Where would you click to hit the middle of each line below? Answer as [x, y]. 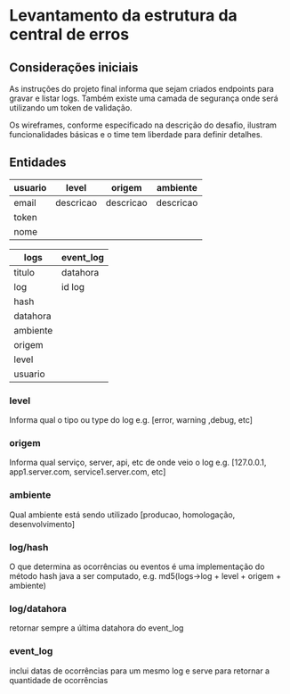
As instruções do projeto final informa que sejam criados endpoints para [141, 89]
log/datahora [38, 608]
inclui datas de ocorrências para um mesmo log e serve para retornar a [139, 671]
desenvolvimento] [42, 524]
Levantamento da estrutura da [123, 16]
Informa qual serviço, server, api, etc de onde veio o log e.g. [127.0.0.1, [138, 463]
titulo [24, 272]
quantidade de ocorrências [59, 680]
